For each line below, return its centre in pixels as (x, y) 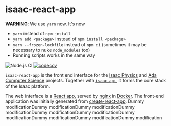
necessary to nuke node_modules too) (51, 50)
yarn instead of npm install (42, 33)
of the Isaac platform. (28, 86)
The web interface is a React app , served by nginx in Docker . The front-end (85, 96)
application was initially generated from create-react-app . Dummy (75, 101)
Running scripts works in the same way (54, 55)
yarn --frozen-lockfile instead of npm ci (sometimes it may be (80, 44)
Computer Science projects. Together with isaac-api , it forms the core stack (86, 80)
